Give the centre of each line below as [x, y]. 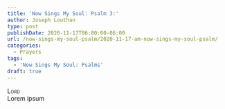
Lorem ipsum [26, 98]
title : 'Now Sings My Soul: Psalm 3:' [63, 13]
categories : [24, 46]
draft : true [24, 71]
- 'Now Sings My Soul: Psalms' [58, 65]
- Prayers [27, 52]
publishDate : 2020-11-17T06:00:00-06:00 [66, 33]
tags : [15, 59]
